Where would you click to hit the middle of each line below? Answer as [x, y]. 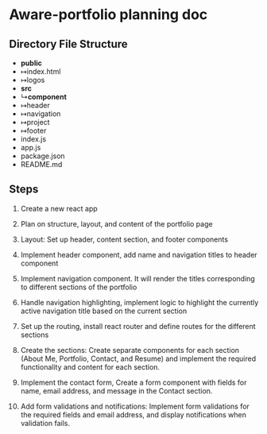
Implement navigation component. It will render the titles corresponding [137, 278]
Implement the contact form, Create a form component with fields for [133, 382]
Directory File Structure [68, 44]
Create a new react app [59, 208]
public [31, 63]
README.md [41, 164]
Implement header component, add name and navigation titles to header [139, 254]
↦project [35, 122]
